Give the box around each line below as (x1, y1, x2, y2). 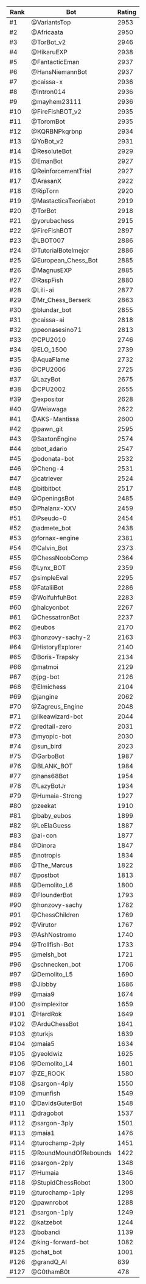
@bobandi (31, 1228, 61, 1236)
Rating (117, 8, 137, 16)
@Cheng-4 (31, 464, 64, 472)
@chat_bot (31, 1248, 62, 1256)
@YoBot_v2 (31, 137, 64, 145)
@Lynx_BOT (31, 564, 66, 572)
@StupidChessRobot (31, 1178, 91, 1186)
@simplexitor (31, 1000, 69, 1008)
